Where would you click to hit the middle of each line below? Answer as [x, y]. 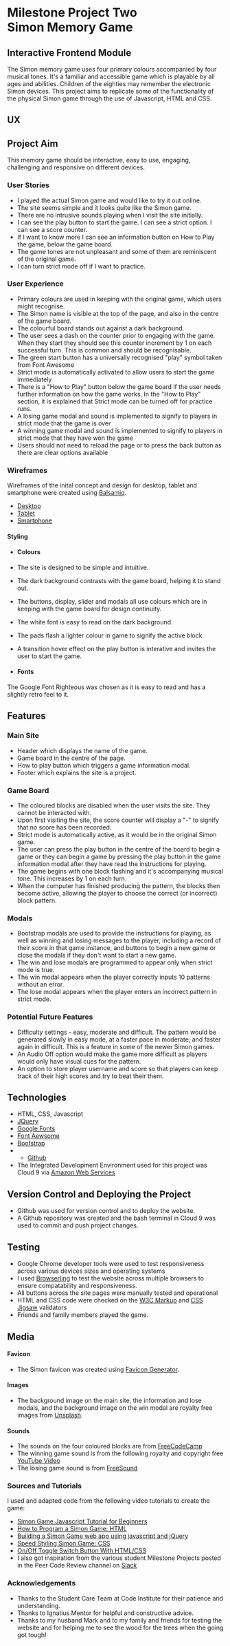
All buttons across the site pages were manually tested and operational [117, 1293]
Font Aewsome [38, 1136]
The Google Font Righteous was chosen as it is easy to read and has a [106, 687]
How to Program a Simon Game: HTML [72, 1529]
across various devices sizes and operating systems [91, 1271]
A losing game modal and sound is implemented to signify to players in [117, 416]
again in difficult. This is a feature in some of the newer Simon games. [116, 1046]
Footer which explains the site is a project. [77, 772]
